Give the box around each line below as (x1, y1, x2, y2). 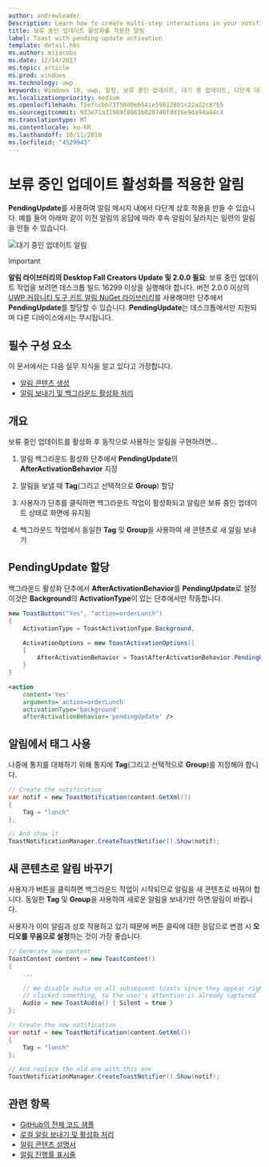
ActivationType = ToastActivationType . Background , (22, 624, 195, 633)
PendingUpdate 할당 (8, 561, 110, 574)
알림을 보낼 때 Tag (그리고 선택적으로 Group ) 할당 (19, 481, 175, 491)
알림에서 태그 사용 (8, 737, 91, 751)
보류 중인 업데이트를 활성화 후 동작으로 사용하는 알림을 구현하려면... (8, 437, 218, 447)
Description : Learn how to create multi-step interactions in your (8, 19, 239, 27)
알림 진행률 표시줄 (19, 1149, 76, 1159)
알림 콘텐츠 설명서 (19, 1139, 76, 1149)
